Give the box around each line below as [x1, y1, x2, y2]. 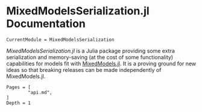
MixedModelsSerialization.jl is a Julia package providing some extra [6, 47, 175, 55]
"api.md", [28, 89, 52, 95]
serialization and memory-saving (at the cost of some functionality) [6, 53, 174, 60]
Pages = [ [6, 84, 31, 90]
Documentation [6, 17, 86, 31]
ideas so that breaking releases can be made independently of [6, 66, 162, 73]
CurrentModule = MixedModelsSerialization [6, 37, 115, 43]
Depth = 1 [6, 100, 31, 106]
